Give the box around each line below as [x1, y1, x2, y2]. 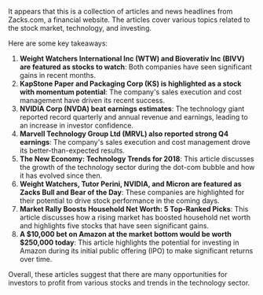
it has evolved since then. [19, 171, 103, 180]
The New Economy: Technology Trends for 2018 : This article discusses [19, 154, 254, 164]
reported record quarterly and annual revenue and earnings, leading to [19, 112, 249, 121]
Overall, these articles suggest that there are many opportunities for [8, 270, 228, 278]
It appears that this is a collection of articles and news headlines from [8, 7, 233, 16]
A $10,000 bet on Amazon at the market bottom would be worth [19, 230, 232, 238]
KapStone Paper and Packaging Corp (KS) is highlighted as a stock [19, 79, 242, 88]
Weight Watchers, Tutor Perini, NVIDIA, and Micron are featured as [19, 179, 242, 188]
